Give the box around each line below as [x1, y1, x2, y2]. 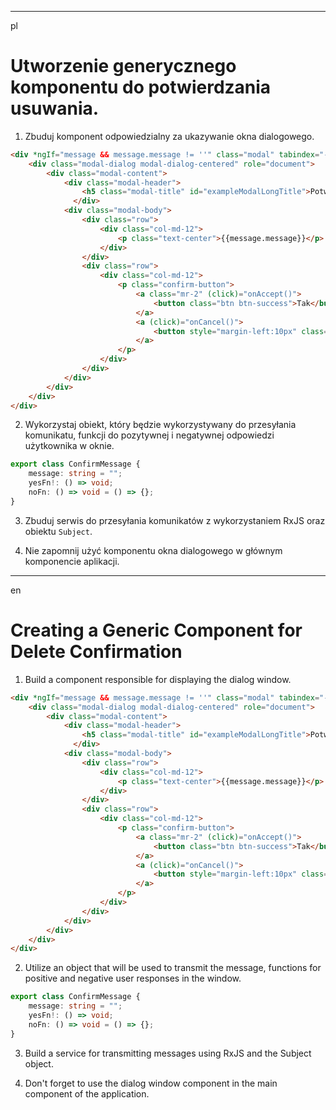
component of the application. [24, 1087, 150, 1100]
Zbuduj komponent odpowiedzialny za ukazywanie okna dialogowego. [24, 130, 315, 142]
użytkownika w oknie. [24, 440, 115, 452]
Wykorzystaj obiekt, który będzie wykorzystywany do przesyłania [24, 419, 297, 431]
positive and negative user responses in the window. [24, 972, 242, 985]
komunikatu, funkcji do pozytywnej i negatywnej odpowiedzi [24, 429, 275, 441]
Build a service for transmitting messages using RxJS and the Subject [24, 1047, 312, 1059]
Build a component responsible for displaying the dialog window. [24, 673, 292, 685]
